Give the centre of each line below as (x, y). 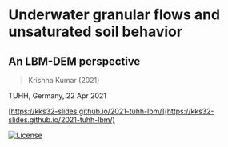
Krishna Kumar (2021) (64, 80)
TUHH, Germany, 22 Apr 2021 (57, 96)
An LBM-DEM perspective (74, 61)
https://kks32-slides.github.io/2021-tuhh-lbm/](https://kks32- (112, 111)
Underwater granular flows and (114, 15)
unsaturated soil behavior (95, 32)
